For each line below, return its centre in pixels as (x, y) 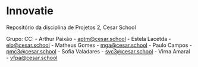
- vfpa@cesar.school (32, 58)
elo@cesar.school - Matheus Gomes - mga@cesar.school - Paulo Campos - (99, 45)
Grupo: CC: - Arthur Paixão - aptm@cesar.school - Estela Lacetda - (89, 39)
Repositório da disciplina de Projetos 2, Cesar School (71, 27)
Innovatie (30, 11)
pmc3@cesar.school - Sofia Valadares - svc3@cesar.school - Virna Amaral (98, 51)
